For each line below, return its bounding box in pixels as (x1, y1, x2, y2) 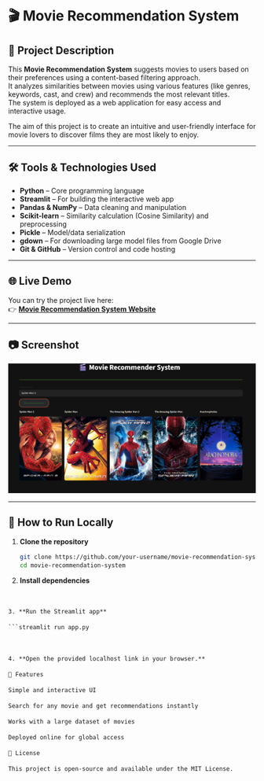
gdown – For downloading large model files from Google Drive (19, 236, 222, 245)
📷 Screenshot (8, 338, 80, 352)
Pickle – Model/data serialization (19, 227, 126, 237)
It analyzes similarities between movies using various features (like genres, (8, 81, 251, 90)
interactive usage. (8, 106, 67, 116)
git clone (19, 553, 53, 561)
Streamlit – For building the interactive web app (19, 194, 174, 204)
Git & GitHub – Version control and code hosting (19, 244, 175, 253)
